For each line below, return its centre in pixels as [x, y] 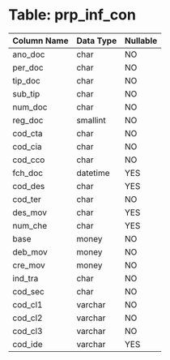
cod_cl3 [28, 331]
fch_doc [28, 173]
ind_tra [25, 278]
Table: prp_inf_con [72, 15]
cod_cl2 [28, 318]
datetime [93, 173]
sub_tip [26, 93]
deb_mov [30, 251]
